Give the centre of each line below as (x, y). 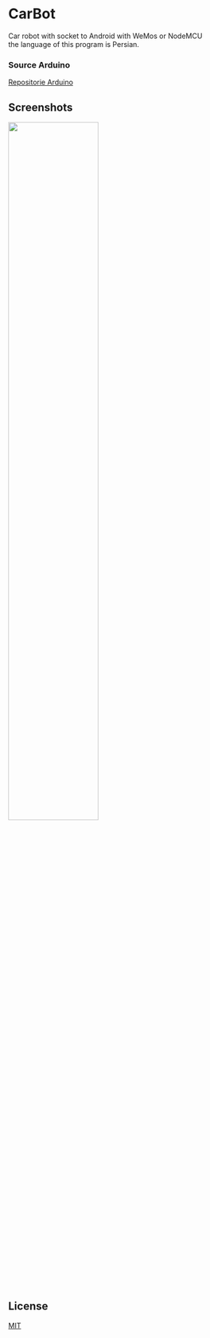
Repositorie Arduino (41, 82)
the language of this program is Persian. (74, 44)
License (28, 1307)
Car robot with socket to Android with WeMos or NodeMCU (105, 36)
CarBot (32, 14)
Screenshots (41, 107)
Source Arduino (39, 64)
